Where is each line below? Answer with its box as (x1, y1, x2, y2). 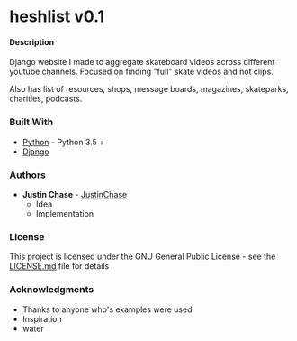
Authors (9, 169, 47, 181)
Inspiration (22, 313, 62, 324)
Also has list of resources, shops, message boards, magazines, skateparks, (9, 84, 290, 95)
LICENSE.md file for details (9, 261, 110, 272)
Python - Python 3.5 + (22, 136, 105, 147)
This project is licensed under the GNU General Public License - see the (9, 251, 276, 263)
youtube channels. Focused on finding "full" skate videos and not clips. (9, 66, 274, 78)
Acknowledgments (9, 283, 94, 296)
